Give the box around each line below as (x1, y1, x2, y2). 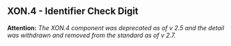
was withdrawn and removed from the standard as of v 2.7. (7, 31, 176, 39)
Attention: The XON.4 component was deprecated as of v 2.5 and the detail (7, 23, 225, 32)
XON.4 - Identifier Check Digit (7, 5, 139, 17)
